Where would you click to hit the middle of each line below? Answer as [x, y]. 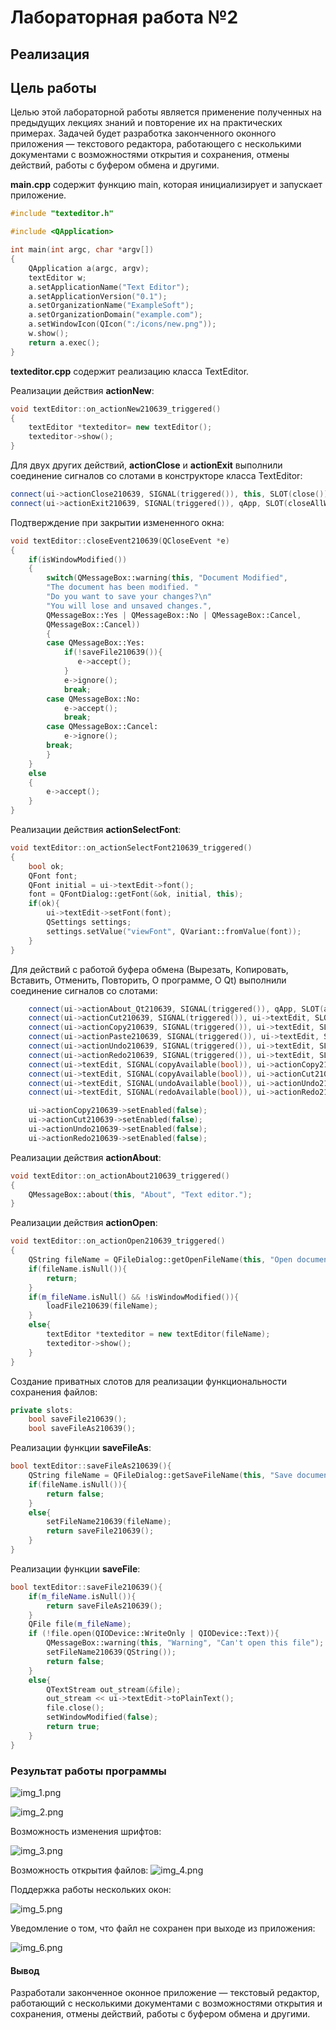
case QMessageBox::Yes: [95, 643]
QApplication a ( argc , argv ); [89, 268]
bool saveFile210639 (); [78, 1419]
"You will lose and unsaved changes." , [129, 606]
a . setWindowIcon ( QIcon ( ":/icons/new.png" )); [122, 324]
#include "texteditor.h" [62, 214]
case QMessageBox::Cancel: [102, 727]
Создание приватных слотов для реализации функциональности [149, 1381]
